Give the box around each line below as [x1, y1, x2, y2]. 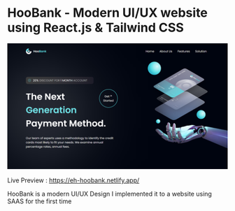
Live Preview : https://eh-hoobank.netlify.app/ [7, 176, 140, 184]
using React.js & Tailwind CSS [7, 20, 184, 36]
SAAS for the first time [7, 197, 72, 205]
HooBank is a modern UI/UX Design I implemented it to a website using [7, 190, 212, 198]
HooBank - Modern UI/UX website [7, 5, 208, 21]
